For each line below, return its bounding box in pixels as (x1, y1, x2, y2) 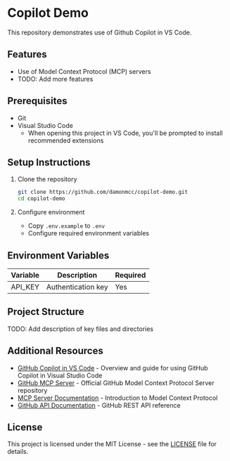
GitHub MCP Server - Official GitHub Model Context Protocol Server (17, 378, 215, 387)
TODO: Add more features (17, 74, 94, 83)
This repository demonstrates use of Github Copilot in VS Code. (7, 28, 192, 37)
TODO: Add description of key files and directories (7, 325, 153, 333)
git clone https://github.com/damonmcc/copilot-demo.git (17, 188, 189, 196)
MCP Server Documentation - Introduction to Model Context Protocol (17, 394, 218, 402)
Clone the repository (17, 175, 77, 183)
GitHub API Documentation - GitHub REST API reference (17, 401, 181, 409)
